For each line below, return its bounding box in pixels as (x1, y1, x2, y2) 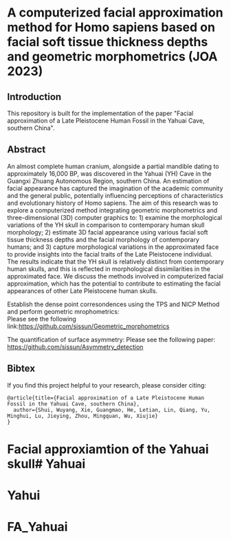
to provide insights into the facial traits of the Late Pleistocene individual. (7, 250, 213, 258)
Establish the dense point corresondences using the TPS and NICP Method (7, 300, 220, 308)
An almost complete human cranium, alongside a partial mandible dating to (7, 162, 219, 170)
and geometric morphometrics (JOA (7, 49, 218, 65)
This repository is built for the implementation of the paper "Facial (7, 109, 194, 117)
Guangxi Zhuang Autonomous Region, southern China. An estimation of (7, 177, 210, 185)
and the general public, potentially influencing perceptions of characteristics (7, 191, 223, 199)
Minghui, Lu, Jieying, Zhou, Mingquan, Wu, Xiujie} (7, 412, 158, 419)
